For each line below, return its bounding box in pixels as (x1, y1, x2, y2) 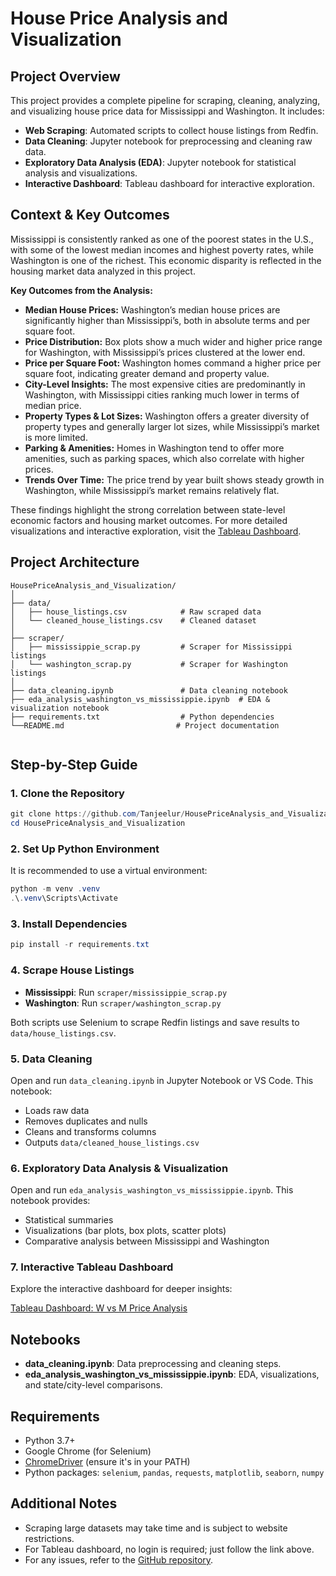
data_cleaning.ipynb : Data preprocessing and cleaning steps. (24, 1358, 282, 1370)
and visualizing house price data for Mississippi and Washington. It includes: (10, 105, 325, 117)
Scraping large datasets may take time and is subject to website (24, 1522, 288, 1534)
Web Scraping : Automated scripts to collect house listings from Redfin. (24, 125, 319, 136)
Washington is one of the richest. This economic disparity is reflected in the (10, 254, 322, 266)
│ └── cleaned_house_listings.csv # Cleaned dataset (10, 615, 257, 626)
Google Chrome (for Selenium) (24, 1445, 152, 1457)
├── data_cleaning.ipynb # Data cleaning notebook (10, 685, 288, 696)
